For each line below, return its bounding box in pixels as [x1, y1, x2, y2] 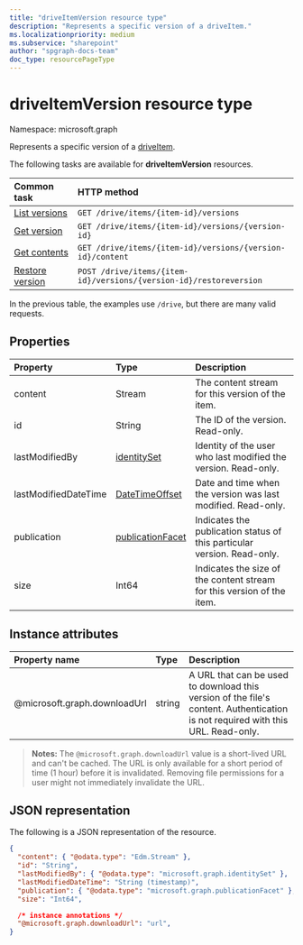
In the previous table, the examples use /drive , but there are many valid [9, 298, 277, 309]
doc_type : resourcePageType [9, 55, 115, 64]
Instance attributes [9, 627, 119, 642]
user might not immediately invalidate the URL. [31, 776, 206, 787]
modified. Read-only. [195, 499, 286, 511]
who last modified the [195, 450, 287, 463]
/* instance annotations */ [17, 911, 124, 920]
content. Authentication [188, 702, 289, 715]
